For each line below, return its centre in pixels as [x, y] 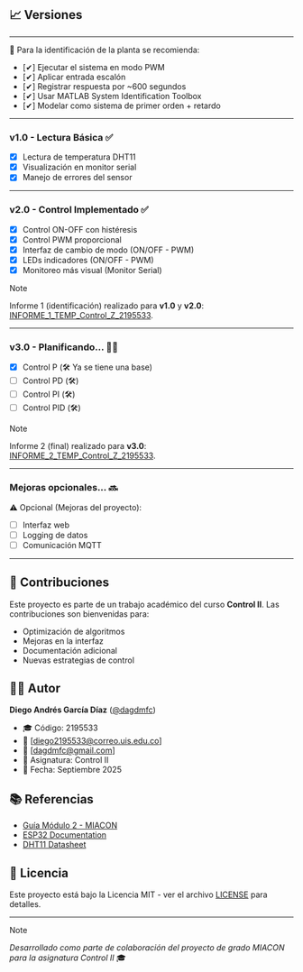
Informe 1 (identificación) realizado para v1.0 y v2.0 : [107, 306]
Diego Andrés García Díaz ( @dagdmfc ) [83, 710]
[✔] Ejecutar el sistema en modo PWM [93, 67]
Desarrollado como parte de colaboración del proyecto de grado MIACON [147, 947]
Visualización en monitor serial [79, 167]
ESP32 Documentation [64, 835]
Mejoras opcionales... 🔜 [64, 488]
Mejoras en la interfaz [63, 641]
